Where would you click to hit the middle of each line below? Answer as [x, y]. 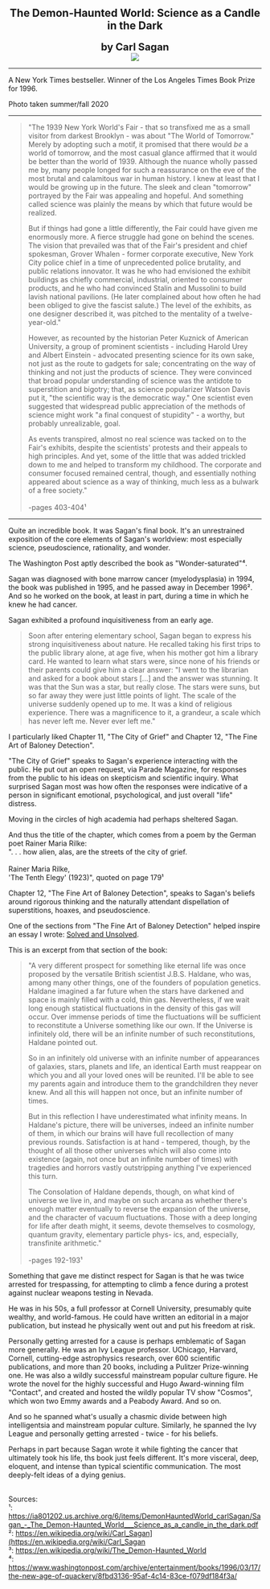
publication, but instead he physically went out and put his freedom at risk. [132, 1325]
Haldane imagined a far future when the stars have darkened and [136, 991]
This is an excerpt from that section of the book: [88, 949]
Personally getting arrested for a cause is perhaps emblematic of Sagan [127, 1341]
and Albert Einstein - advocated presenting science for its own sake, [141, 355]
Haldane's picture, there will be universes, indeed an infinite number [141, 1125]
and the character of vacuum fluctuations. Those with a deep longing [142, 1217]
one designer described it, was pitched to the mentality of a [127, 314]
